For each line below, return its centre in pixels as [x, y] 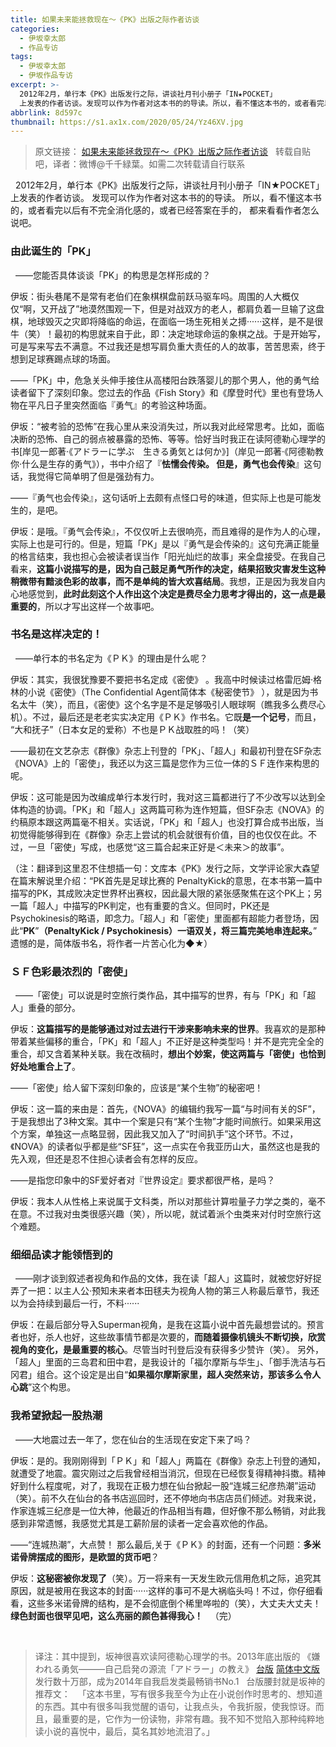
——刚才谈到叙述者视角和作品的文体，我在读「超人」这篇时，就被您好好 [163, 1278]
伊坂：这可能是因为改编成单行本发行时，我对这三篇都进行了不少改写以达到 [163, 797]
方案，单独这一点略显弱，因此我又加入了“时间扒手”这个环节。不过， [158, 1134]
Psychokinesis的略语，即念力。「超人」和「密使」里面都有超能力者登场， [160, 918]
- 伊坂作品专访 [46, 76]
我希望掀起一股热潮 [56, 1416]
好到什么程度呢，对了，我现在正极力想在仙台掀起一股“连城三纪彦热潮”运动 [163, 1485]
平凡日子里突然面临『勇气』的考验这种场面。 [119, 405]
